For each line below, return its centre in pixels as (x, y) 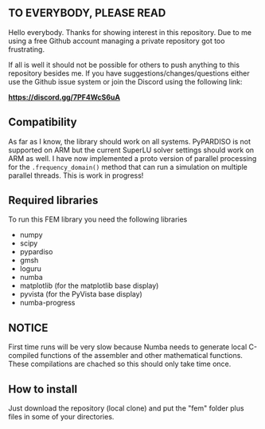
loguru (30, 269)
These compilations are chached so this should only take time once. (120, 364)
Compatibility (43, 122)
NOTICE (28, 327)
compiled (23, 356)
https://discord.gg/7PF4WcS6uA (64, 97)
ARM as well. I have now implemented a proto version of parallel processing (132, 158)
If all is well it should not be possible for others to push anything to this (124, 65)
